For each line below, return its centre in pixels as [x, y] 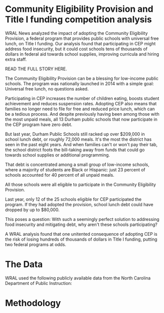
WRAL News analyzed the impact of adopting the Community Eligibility [76, 33]
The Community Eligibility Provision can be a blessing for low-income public [82, 78]
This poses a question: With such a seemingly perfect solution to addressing [82, 219]
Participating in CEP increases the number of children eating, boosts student [82, 98]
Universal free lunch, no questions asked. [47, 89]
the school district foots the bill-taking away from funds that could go [75, 150]
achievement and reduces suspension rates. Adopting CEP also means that [81, 103]
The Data [24, 265]
